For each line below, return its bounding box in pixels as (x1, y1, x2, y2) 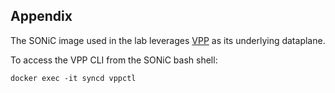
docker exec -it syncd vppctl (10, 73, 137, 83)
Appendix (10, 8, 73, 25)
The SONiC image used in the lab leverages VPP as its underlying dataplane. (10, 34, 326, 46)
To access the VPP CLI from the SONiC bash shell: (10, 54, 218, 66)
